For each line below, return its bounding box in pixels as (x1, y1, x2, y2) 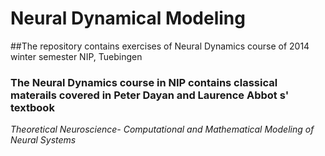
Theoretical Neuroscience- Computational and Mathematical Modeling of (10, 123, 315, 136)
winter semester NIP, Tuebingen (10, 50, 143, 62)
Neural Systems (10, 134, 77, 146)
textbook (10, 100, 55, 114)
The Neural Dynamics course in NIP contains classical (10, 75, 278, 89)
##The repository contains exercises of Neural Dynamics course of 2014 (10, 40, 310, 52)
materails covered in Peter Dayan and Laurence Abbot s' (10, 88, 290, 102)
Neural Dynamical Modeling (10, 7, 246, 30)
